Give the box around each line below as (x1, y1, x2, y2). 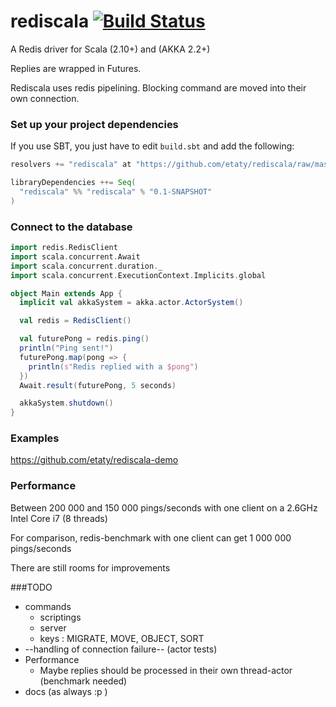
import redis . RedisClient (10, 243, 118, 253)
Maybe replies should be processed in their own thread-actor (39, 664, 293, 676)
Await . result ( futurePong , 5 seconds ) (19, 380, 177, 390)
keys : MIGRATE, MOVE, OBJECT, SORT (39, 632, 205, 644)
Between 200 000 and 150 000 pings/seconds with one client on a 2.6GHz (10, 501, 318, 514)
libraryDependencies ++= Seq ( (10, 178, 137, 188)
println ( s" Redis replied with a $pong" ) (28, 361, 199, 372)
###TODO (10, 581, 53, 593)
